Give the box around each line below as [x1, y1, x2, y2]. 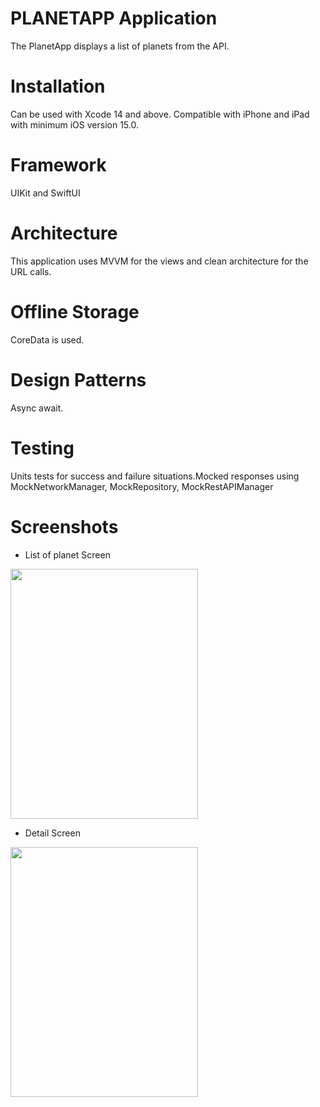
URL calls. [10, 265, 52, 277]
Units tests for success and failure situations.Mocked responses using [10, 470, 300, 482]
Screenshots [10, 515, 119, 538]
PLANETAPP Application [10, 7, 218, 30]
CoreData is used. [10, 333, 85, 346]
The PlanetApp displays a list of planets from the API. [10, 40, 230, 52]
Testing [10, 437, 75, 459]
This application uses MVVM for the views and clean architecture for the [10, 255, 309, 267]
